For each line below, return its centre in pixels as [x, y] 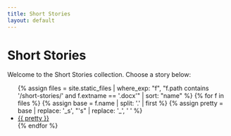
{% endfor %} [38, 126]
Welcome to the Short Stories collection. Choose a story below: [99, 75]
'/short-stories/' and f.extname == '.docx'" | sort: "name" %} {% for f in [120, 96]
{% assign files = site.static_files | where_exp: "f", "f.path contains [113, 88]
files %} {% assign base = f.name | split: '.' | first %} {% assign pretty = [120, 104]
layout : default [31, 20]
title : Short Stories [39, 14]
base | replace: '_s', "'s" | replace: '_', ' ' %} [80, 111]
